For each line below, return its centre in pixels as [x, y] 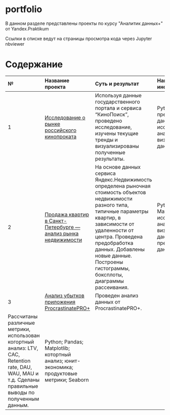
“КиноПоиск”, [112, 114]
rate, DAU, [20, 367]
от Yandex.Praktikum [27, 28]
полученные [110, 152]
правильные [23, 386]
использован [24, 335]
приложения [60, 301]
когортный [21, 342]
